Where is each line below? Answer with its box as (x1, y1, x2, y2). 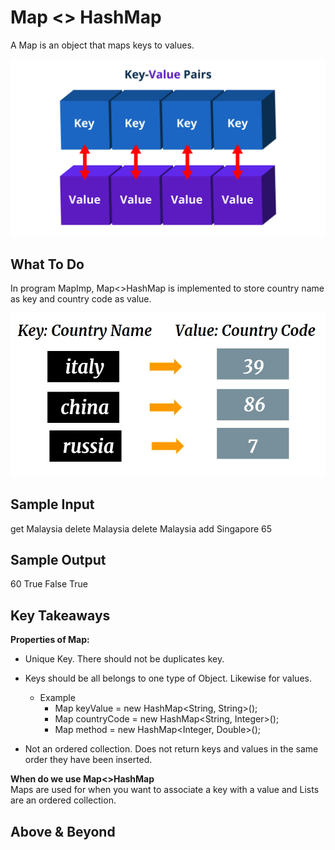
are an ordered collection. (10, 794, 117, 806)
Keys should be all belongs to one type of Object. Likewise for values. (24, 672, 312, 685)
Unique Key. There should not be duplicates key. (24, 653, 225, 665)
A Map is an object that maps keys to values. (10, 39, 195, 51)
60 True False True (10, 578, 88, 590)
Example (39, 692, 76, 704)
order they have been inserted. (24, 754, 153, 766)
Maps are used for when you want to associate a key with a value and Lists (10, 784, 320, 796)
